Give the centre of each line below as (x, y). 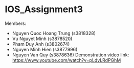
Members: (16, 23)
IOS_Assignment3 (44, 9)
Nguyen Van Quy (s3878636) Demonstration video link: (71, 55)
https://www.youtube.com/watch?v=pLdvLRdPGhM (66, 60)
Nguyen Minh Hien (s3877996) (45, 49)
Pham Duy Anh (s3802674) (41, 44)
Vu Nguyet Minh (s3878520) (42, 39)
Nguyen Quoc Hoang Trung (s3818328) (54, 33)
